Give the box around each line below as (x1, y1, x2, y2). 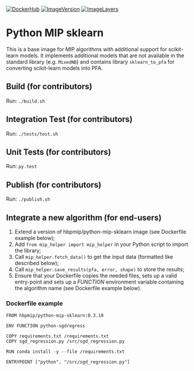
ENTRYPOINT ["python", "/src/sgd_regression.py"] (6, 359, 131, 365)
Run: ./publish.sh (6, 195, 51, 203)
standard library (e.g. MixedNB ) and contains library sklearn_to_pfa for (6, 58, 175, 65)
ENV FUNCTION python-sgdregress (6, 323, 85, 329)
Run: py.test (6, 163, 37, 170)
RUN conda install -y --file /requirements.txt (6, 349, 125, 355)
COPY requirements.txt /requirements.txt (6, 333, 109, 339)
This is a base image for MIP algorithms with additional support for (6, 45, 168, 52)
